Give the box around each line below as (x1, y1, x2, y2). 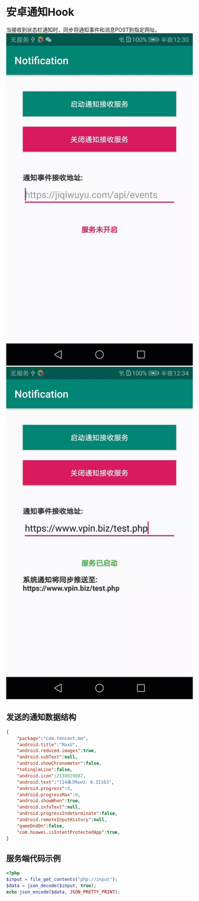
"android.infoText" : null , (17, 804, 81, 810)
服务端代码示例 (6, 853, 61, 864)
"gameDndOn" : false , (17, 823, 65, 829)
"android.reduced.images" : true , (17, 748, 97, 754)
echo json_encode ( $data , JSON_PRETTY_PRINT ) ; (6, 889, 120, 895)
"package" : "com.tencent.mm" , (17, 735, 89, 741)
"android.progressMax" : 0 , (17, 792, 81, 798)
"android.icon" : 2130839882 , (17, 773, 86, 779)
